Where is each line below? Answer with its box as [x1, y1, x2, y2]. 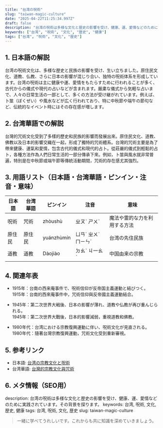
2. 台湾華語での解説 [5, 120, 64, 128]
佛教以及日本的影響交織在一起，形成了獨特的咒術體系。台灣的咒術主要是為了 [5, 139, 158, 145]
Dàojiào [43, 250, 60, 257]
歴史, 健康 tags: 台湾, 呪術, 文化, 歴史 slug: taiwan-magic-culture [5, 407, 133, 413]
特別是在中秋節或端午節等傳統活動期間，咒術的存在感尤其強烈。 [13, 158, 141, 163]
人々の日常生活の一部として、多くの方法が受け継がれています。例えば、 [13, 91, 157, 97]
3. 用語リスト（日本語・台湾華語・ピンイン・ [5, 173, 140, 181]
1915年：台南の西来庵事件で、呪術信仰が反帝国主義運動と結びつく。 [12, 285, 148, 291]
